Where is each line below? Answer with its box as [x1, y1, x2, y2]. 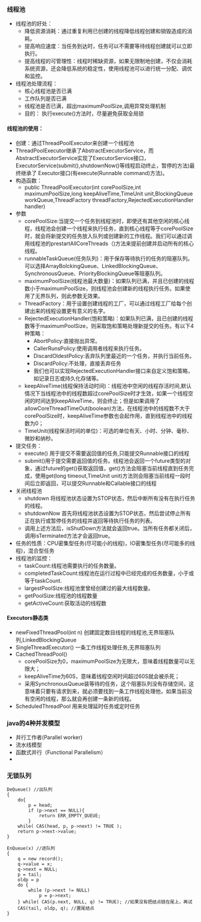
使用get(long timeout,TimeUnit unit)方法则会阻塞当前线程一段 [35, 472, 185, 479]
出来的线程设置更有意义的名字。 [29, 307, 109, 314]
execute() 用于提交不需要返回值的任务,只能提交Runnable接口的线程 [24, 450, 190, 457]
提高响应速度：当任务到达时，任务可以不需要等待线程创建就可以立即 [24, 43, 193, 50]
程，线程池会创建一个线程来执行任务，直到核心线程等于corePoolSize [24, 225, 194, 232]
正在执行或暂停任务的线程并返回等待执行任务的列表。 [24, 517, 156, 524]
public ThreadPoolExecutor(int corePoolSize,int [24, 183, 141, 191]
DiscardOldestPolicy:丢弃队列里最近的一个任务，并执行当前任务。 [33, 352, 195, 359]
